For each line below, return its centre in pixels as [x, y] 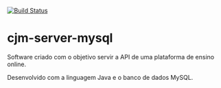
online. [16, 64]
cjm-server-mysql [60, 38]
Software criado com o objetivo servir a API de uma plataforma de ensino [111, 57]
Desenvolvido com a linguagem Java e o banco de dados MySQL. [100, 77]
